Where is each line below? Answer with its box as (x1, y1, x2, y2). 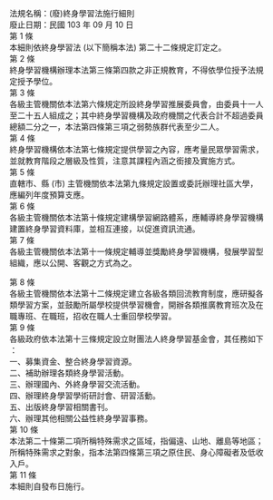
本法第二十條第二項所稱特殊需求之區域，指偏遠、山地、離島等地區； (9, 436, 264, 446)
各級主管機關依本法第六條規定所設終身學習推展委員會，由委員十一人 (9, 99, 264, 109)
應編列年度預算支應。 (9, 190, 89, 200)
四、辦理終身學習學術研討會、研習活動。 (9, 390, 161, 401)
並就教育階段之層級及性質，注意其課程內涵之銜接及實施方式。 (9, 155, 240, 166)
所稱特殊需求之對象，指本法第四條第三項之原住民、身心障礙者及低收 (9, 447, 264, 457)
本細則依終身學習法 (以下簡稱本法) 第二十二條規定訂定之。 (9, 42, 227, 53)
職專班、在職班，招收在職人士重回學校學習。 (9, 311, 177, 321)
